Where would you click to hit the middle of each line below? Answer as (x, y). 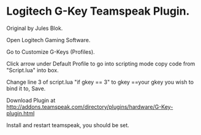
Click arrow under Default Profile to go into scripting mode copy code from (101, 64)
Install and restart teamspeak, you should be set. (68, 125)
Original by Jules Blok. (35, 28)
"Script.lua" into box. (33, 70)
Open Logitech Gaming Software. (48, 40)
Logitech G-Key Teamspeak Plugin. (98, 11)
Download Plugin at (31, 100)
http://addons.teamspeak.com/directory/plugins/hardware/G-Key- (90, 107)
